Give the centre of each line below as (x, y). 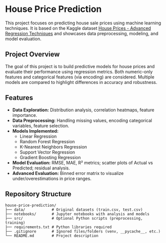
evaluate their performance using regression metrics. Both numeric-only (79, 72)
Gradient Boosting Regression (50, 157)
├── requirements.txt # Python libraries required (58, 227)
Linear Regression (38, 136)
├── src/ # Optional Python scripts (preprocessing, (74, 219)
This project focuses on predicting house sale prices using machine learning (83, 23)
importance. (25, 115)
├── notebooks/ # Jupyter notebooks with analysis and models (77, 214)
